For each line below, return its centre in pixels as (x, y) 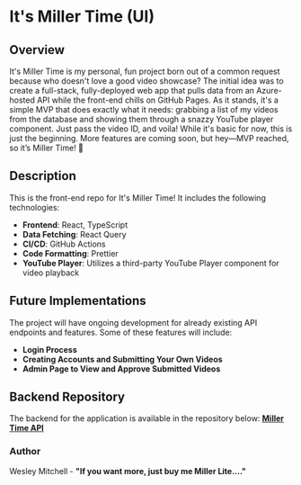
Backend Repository (67, 397)
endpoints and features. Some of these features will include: (121, 332)
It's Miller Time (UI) (82, 17)
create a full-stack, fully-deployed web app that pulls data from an (132, 90)
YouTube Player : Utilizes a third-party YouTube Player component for (151, 263)
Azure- (269, 90)
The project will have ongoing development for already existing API (133, 322)
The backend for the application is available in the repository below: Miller (147, 418)
